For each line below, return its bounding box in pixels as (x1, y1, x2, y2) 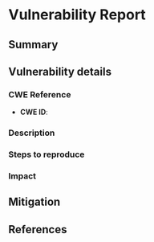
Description (8, 127, 55, 138)
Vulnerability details (8, 64, 112, 78)
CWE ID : (19, 107, 48, 117)
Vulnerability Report (8, 6, 146, 24)
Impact (8, 170, 37, 182)
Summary (8, 38, 59, 51)
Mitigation (8, 195, 61, 209)
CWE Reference (8, 88, 71, 100)
